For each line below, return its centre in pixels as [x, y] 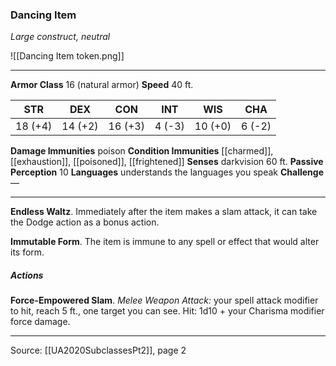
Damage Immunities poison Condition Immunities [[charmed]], [142, 151]
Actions [27, 275]
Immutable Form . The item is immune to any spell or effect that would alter [165, 242]
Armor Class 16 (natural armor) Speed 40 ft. [102, 85]
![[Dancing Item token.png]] [67, 56]
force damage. [40, 322]
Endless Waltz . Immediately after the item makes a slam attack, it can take [164, 212]
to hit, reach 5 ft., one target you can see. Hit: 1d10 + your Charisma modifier [167, 311]
